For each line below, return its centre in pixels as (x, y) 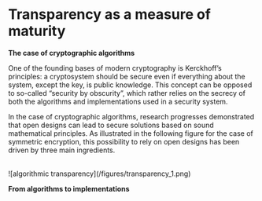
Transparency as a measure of (109, 15)
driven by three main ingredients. (62, 150)
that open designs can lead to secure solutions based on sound (111, 125)
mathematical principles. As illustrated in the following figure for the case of (131, 133)
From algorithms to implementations (69, 188)
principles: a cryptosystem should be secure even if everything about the (127, 76)
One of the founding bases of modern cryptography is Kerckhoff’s (115, 68)
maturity (37, 31)
